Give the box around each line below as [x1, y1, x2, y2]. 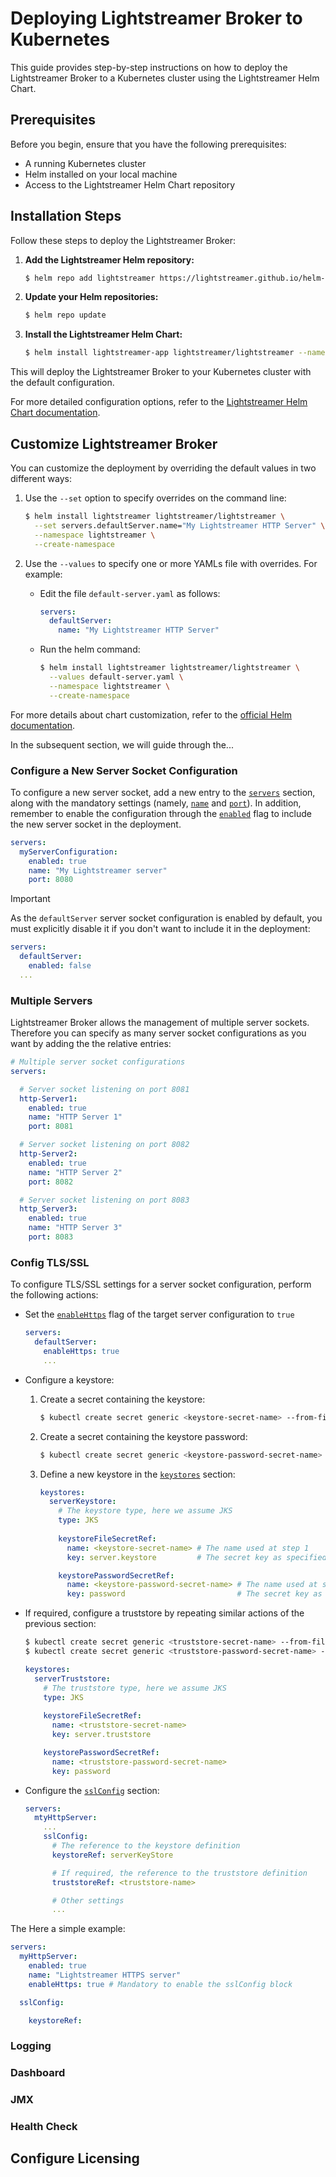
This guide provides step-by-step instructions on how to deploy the [10, 61, 288, 73]
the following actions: [10, 1289, 99, 1301]
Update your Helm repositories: [24, 291, 159, 303]
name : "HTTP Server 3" [28, 1223, 123, 1233]
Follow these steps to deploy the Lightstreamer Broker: [10, 234, 237, 246]
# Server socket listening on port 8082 [19, 1140, 190, 1150]
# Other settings [51, 1895, 125, 1906]
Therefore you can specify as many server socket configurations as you [10, 1027, 307, 1039]
